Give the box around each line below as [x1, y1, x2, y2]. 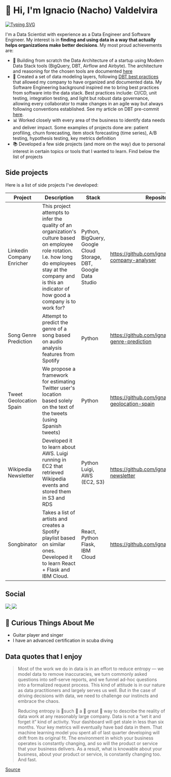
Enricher [8, 259, 28, 266]
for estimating [42, 378, 75, 385]
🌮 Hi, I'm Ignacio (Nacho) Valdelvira [5, 5, 158, 16]
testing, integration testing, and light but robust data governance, [12, 95, 149, 101]
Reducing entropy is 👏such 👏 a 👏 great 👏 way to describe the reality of [17, 708, 165, 714]
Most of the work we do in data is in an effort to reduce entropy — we [17, 666, 164, 672]
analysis [42, 344, 62, 351]
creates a [42, 521, 65, 528]
